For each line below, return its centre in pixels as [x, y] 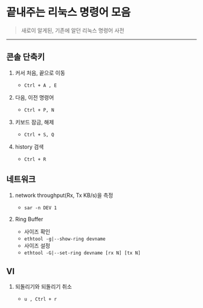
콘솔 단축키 [26, 57]
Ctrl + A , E [40, 85]
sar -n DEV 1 [40, 208]
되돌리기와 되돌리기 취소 [43, 287]
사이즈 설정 [37, 246]
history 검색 [29, 147]
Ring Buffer [29, 219]
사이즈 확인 [37, 232]
